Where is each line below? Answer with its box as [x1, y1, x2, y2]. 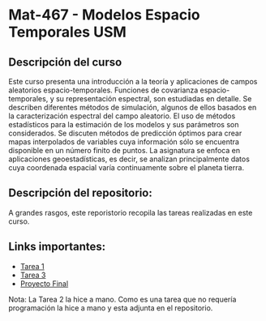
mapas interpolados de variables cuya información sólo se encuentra [8, 137, 239, 147]
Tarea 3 [19, 270, 46, 280]
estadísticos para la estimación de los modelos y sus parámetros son [8, 120, 239, 129]
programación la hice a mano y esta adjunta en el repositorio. [8, 302, 213, 313]
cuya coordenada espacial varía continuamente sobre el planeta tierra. [8, 163, 245, 172]
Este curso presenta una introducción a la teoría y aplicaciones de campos [8, 77, 258, 86]
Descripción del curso [8, 55, 122, 69]
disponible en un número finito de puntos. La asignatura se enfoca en [8, 146, 241, 155]
